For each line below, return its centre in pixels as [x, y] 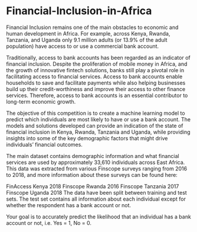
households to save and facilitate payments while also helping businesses [96, 83]
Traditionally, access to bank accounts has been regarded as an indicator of [98, 57]
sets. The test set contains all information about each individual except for [96, 199]
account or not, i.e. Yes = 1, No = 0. [49, 223]
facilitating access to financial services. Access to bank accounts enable [94, 76]
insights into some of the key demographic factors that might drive [87, 138]
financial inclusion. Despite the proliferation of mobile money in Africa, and [97, 64]
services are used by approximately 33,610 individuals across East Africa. [96, 162]
